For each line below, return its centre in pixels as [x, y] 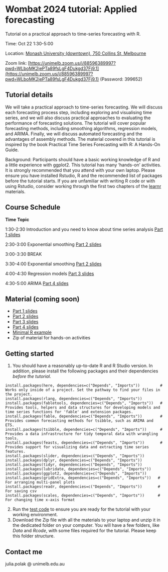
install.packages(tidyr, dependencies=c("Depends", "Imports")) [74, 465]
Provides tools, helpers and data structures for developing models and [83, 408]
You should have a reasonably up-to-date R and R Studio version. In [82, 366]
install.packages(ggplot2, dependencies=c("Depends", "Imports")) [76, 473]
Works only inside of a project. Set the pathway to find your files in [83, 390]
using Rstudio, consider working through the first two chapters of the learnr [83, 186]
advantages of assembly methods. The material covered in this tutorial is [80, 139]
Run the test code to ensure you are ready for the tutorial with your [81, 509]
